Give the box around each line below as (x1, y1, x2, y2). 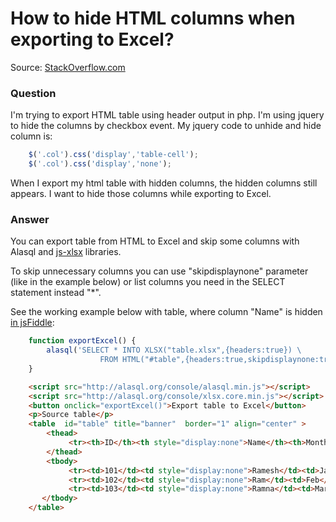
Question (10, 86, 57, 100)
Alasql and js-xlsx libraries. (10, 246, 122, 258)
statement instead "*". (10, 287, 102, 299)
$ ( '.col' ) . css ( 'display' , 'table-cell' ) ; (28, 150, 199, 160)
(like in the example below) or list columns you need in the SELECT (10, 276, 286, 288)
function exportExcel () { (28, 336, 137, 346)
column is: (10, 130, 53, 142)
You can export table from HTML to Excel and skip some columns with (10, 235, 300, 247)
